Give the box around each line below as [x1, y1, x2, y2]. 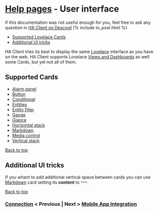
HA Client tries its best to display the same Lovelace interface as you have [5, 49, 154, 54]
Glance [12, 117, 27, 123]
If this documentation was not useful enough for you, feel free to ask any [5, 19, 151, 25]
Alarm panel [12, 86, 36, 92]
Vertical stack [12, 138, 40, 143]
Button [12, 91, 26, 97]
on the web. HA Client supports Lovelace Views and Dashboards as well [5, 53, 150, 59]
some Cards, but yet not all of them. [5, 59, 77, 65]
